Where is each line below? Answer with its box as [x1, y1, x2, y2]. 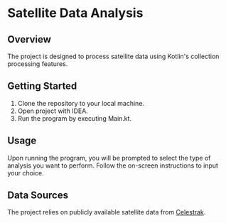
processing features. [7, 60, 68, 68]
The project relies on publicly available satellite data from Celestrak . [7, 208, 206, 217]
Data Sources [7, 190, 69, 202]
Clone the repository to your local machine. [17, 99, 144, 107]
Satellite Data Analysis [7, 5, 144, 21]
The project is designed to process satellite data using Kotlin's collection [7, 52, 220, 60]
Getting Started [7, 80, 77, 92]
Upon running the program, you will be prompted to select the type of [7, 153, 211, 162]
